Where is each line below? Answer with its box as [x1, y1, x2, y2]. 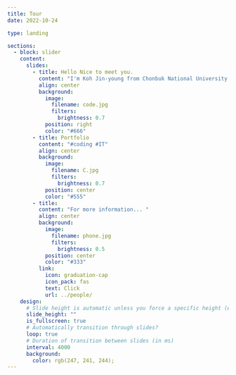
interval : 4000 [25, 343, 71, 351]
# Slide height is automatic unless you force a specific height [25, 305, 221, 312]
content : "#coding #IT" [38, 140, 109, 148]
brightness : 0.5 [57, 245, 105, 252]
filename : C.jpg [51, 167, 99, 174]
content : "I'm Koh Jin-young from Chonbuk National [38, 75, 193, 82]
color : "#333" [44, 259, 86, 266]
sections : [7, 42, 37, 49]
